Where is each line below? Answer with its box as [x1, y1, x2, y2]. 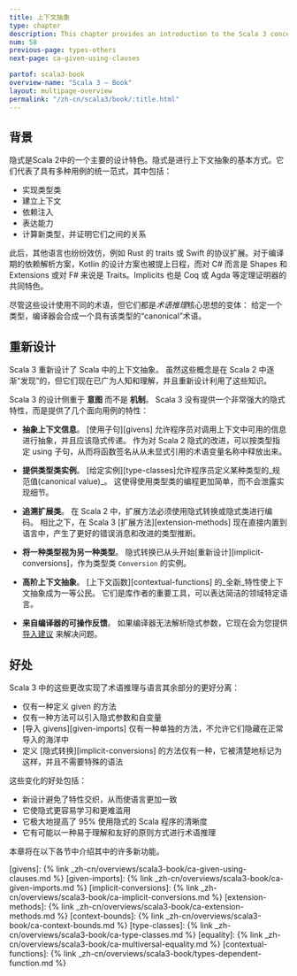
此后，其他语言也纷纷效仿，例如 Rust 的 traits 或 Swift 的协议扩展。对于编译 [9, 248, 285, 258]
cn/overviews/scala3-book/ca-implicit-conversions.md [9, 891, 210, 903]
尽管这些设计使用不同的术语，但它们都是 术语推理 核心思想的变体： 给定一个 [9, 300, 283, 311]
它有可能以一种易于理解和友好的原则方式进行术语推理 [21, 826, 217, 837]
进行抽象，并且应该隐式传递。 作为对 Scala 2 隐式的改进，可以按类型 [21, 435, 273, 446]
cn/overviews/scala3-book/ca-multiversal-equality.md [9, 939, 208, 949]
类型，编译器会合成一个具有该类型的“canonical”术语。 [9, 311, 207, 321]
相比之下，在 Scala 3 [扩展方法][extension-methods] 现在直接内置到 [39, 517, 287, 527]
